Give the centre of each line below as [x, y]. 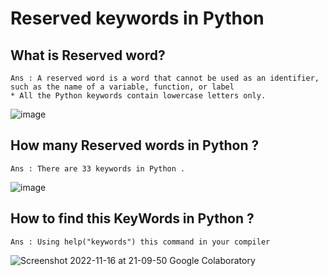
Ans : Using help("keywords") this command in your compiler [140, 242]
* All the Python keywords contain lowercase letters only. [138, 96]
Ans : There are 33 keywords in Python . [98, 168]
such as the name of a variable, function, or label [122, 87]
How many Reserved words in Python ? [135, 145]
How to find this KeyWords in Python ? [132, 218]
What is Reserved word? [88, 55]
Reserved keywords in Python [137, 18]
